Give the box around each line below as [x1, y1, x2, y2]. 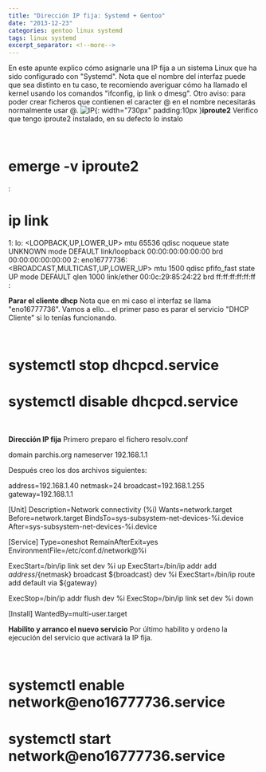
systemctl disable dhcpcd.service [8, 392, 239, 411]
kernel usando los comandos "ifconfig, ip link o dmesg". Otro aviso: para [8, 89, 246, 98]
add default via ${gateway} [8, 578, 98, 588]
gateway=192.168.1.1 [8, 490, 73, 499]
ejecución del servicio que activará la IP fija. [8, 633, 153, 643]
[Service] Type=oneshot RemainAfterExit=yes [8, 538, 158, 547]
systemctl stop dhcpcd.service [8, 356, 219, 375]
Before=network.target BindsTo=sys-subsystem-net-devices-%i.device [8, 514, 244, 523]
